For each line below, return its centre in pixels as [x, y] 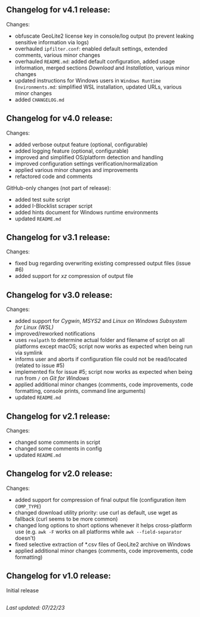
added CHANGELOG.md [39, 99]
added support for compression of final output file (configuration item [100, 500]
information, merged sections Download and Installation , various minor [102, 68]
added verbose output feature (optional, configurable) [81, 144]
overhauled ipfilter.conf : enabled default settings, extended [91, 49]
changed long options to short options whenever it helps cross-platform [103, 525]
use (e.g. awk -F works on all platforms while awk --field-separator [98, 531]
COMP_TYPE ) [28, 506]
